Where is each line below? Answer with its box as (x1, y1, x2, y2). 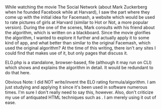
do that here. (5, 70, 31, 75)
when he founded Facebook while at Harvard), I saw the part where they (5, 9, 150, 15)
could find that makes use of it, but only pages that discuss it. (5, 50, 128, 56)
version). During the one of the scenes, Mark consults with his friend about (5, 25, 155, 30)
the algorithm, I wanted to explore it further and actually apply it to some (5, 35, 149, 41)
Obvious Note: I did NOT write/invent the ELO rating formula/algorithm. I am (5, 79, 156, 85)
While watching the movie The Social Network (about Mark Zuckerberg (5, 4, 147, 10)
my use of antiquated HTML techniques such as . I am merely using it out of (5, 95, 157, 100)
